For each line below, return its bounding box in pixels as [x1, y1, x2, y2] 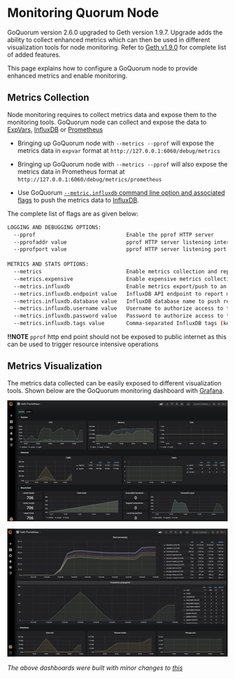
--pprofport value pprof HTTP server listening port [13, 246, 227, 253]
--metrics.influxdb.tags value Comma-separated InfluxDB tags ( [13, 320, 224, 327]
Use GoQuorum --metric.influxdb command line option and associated [17, 188, 225, 197]
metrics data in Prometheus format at [17, 167, 125, 176]
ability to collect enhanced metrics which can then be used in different [7, 35, 211, 43]
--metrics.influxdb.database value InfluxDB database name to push [13, 298, 220, 305]
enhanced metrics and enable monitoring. [7, 71, 128, 80]
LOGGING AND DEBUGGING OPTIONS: [7, 224, 101, 231]
